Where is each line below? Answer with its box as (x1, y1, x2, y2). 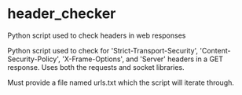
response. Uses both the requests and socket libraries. (7, 62, 185, 71)
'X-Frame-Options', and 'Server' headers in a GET (61, 54, 224, 64)
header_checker (7, 5, 116, 23)
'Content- (199, 46, 231, 55)
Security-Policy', (7, 54, 60, 64)
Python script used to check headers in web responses (7, 31, 186, 40)
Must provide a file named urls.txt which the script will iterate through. (7, 78, 235, 87)
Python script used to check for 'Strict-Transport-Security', (7, 46, 198, 55)
